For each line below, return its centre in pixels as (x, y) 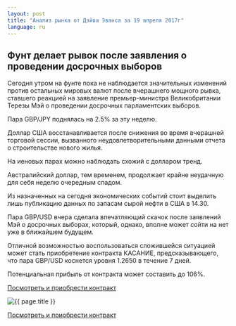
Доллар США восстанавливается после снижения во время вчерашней (116, 133)
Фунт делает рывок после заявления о (97, 55)
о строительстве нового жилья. (55, 148)
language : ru (26, 27)
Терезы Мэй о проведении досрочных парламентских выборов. (104, 105)
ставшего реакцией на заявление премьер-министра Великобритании (114, 98)
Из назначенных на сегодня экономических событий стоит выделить (112, 196)
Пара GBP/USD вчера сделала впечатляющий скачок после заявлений (114, 217)
